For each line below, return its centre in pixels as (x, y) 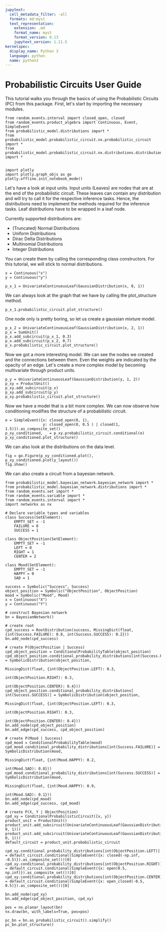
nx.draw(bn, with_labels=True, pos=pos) (47, 912)
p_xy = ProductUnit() (27, 384)
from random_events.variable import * (45, 496)
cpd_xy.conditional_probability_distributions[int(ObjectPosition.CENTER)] (85, 877)
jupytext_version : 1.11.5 (41, 42)
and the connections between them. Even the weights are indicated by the (81, 360)
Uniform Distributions (34, 234)
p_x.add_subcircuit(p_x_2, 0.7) (38, 341)
